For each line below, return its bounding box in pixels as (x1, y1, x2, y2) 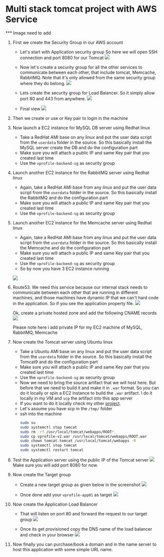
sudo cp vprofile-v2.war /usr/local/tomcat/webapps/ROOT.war (20, 434, 147, 439)
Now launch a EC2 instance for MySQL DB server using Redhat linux (12, 125, 150, 131)
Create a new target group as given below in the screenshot (20, 482, 141, 488)
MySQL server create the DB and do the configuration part (20, 144, 138, 150)
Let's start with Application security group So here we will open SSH (20, 49, 158, 55)
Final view (20, 106, 41, 111)
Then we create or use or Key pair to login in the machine (12, 115, 128, 121)
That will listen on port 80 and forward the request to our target (20, 511, 147, 517)
